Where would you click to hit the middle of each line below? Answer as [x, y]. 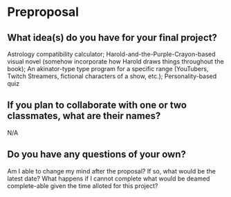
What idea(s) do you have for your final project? [112, 38]
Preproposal [43, 12]
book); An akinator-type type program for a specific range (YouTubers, [108, 69]
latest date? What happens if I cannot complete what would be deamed [109, 178]
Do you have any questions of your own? [97, 154]
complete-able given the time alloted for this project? [83, 186]
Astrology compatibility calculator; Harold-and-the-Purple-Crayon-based [111, 54]
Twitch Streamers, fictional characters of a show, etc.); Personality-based [112, 76]
